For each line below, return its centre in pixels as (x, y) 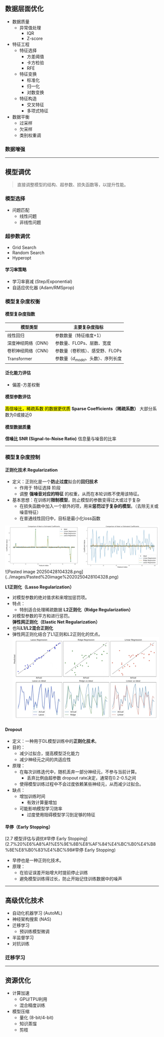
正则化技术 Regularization (31, 470)
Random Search (28, 253)
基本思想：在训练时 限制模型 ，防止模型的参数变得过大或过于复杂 (76, 500)
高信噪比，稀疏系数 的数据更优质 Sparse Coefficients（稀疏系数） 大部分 (79, 409)
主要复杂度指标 (89, 327)
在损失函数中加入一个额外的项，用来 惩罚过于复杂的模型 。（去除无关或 (89, 506)
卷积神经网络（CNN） (29, 351)
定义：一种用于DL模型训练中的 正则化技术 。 (55, 741)
